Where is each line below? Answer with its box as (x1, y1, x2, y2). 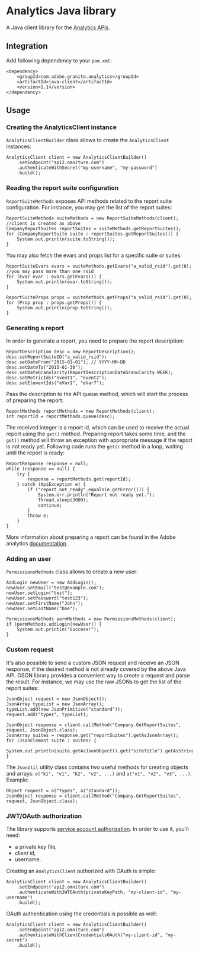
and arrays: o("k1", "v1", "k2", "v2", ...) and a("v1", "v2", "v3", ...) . (6, 770, 192, 777)
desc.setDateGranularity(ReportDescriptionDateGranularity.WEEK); (6, 370, 174, 376)
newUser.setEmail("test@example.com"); (6, 585, 105, 591)
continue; (37, 503, 62, 509)
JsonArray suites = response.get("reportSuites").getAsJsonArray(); (6, 732, 179, 738)
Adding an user (6, 554, 52, 563)
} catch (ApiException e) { (17, 482, 86, 488)
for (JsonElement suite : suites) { (6, 738, 97, 743)
